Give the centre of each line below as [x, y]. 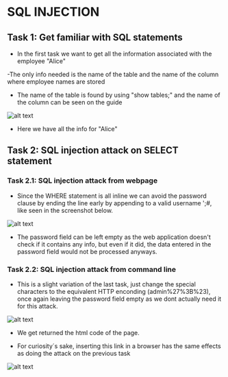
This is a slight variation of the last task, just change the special [106, 284]
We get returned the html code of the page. [78, 332]
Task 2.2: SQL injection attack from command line [92, 269]
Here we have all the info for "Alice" [67, 129]
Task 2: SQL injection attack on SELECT [93, 151]
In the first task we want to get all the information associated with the [114, 54]
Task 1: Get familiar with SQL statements [95, 37]
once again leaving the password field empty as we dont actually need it [119, 299]
